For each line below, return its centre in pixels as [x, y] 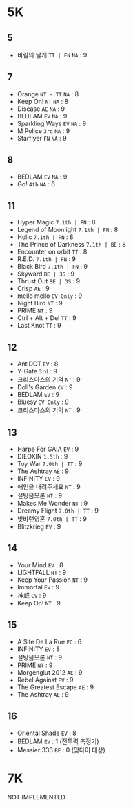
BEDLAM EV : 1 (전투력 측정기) [58, 741]
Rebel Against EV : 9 [45, 680]
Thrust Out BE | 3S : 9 [49, 281]
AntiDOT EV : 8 [38, 364]
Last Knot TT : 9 [39, 326]
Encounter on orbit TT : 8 [52, 252]
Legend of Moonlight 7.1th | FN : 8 [68, 230]
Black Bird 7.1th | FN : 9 [52, 267]
